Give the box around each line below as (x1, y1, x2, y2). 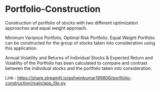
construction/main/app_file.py (5, 80, 66, 86)
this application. (5, 45, 38, 51)
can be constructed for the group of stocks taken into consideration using (5, 40, 156, 45)
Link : (5, 75, 16, 81)
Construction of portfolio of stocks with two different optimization (5, 20, 138, 26)
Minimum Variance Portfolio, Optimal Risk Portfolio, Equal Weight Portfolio (5, 35, 155, 41)
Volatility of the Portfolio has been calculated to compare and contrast (5, 60, 148, 66)
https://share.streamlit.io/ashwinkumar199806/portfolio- (17, 75, 132, 81)
